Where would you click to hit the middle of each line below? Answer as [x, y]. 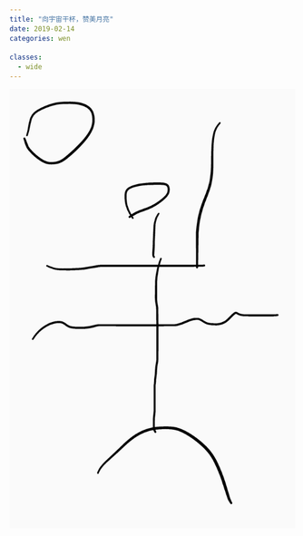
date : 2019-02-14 [42, 29]
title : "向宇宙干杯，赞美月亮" [62, 19]
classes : [26, 58]
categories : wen [40, 38]
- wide [30, 67]
